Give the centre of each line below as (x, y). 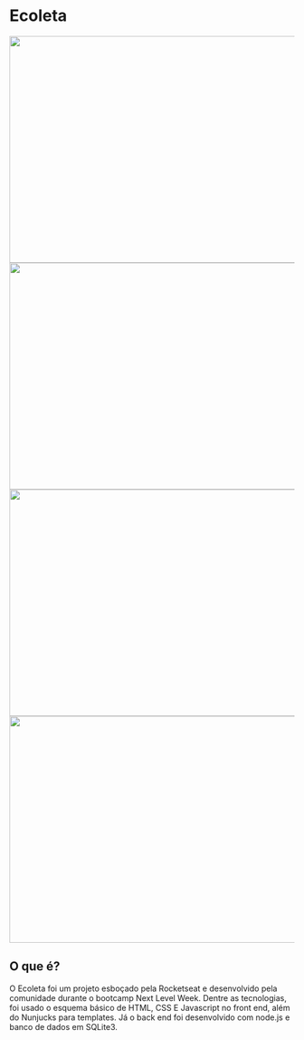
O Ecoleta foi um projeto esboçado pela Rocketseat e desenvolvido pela (143, 988)
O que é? (35, 967)
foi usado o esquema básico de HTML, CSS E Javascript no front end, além (150, 1007)
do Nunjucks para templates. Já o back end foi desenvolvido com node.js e (150, 1017)
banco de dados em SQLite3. (63, 1026)
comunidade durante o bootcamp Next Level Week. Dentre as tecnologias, (148, 997)
